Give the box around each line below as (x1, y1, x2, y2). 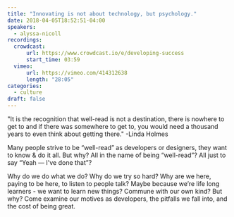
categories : (7, 82, 42, 89)
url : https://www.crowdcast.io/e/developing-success (25, 50, 185, 57)
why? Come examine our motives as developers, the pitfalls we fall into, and (7, 194, 228, 203)
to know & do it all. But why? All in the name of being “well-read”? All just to (7, 151, 226, 159)
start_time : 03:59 (25, 56, 80, 63)
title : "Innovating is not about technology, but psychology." (7, 10, 197, 18)
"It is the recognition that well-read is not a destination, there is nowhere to (7, 115, 225, 123)
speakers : (7, 23, 37, 30)
